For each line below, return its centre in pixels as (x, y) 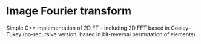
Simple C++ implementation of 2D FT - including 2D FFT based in (88, 28)
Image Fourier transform (69, 11)
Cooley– (181, 28)
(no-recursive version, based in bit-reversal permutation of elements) (109, 34)
